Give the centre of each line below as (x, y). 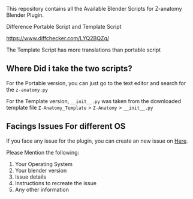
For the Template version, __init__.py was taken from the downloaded (94, 101)
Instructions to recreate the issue (56, 183)
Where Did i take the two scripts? (70, 69)
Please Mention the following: (43, 152)
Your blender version (41, 170)
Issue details (31, 177)
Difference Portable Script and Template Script (64, 27)
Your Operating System (44, 164)
